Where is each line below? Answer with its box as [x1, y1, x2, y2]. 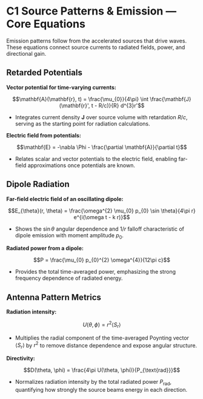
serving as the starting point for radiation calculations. [15, 120, 150, 127]
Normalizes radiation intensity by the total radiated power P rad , [15, 378, 171, 387]
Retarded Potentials [6, 68, 83, 78]
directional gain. [6, 50, 47, 57]
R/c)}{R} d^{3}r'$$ [98, 102, 145, 109]
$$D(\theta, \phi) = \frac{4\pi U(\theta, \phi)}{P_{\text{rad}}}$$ [23, 366, 181, 374]
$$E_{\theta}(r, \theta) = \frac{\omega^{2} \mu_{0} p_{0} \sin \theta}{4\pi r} [8, 207, 196, 214]
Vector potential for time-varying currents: [6, 84, 116, 91]
